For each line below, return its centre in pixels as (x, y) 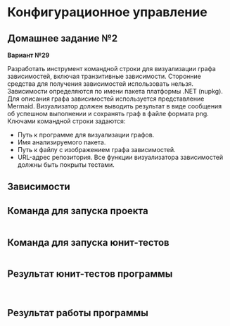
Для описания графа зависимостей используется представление (106, 99)
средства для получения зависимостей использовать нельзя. (101, 84)
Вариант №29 (28, 55)
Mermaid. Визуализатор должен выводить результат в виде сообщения (115, 106)
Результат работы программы (78, 313)
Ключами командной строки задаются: (66, 121)
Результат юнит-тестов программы (90, 274)
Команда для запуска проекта (78, 211)
